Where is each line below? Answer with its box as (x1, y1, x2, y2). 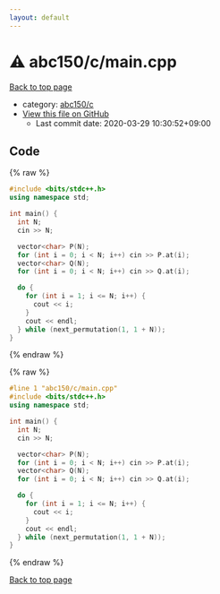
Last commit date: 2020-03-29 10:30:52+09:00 (35, 117, 212, 128)
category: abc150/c (21, 99, 94, 109)
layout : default (9, 13, 70, 22)
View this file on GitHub (21, 108, 110, 119)
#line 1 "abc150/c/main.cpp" (9, 384, 118, 393)
